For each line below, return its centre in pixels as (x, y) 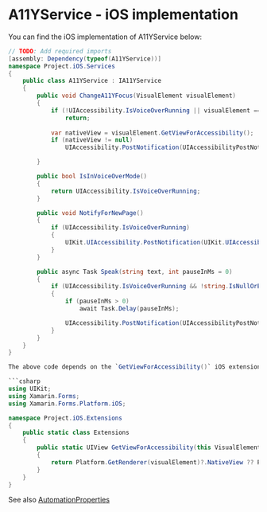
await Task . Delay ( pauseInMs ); (129, 309)
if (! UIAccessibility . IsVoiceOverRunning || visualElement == (156, 110)
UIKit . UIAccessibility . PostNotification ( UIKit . (145, 243)
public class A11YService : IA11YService (92, 81)
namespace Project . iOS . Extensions (66, 418)
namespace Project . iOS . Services (62, 66)
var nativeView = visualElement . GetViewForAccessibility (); (152, 133)
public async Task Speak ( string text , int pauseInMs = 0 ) (135, 272)
